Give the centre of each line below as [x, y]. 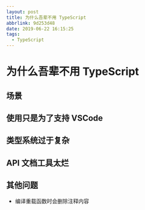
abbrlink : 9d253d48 [31, 23]
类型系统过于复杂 [38, 140]
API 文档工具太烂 [38, 163]
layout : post [23, 12]
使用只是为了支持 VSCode [55, 118]
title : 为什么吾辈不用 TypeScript [46, 17]
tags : [13, 34]
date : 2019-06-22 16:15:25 [40, 29]
